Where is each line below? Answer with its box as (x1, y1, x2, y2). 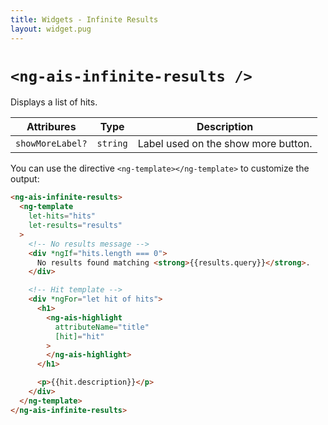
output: (10, 173, 40, 185)
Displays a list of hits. (10, 96, 98, 108)
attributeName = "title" (54, 322, 150, 332)
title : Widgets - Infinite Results (10, 14, 159, 25)
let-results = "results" (28, 221, 123, 231)
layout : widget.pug (10, 24, 92, 34)
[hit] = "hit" (54, 331, 105, 341)
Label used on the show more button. (137, 137, 313, 151)
